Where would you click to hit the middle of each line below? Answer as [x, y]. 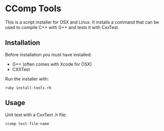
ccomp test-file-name [27, 124]
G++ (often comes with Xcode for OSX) [52, 64]
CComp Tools [33, 9]
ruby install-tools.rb [28, 88]
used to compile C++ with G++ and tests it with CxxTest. [62, 27]
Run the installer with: [27, 79]
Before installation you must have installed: [48, 54]
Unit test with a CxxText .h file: [36, 115]
